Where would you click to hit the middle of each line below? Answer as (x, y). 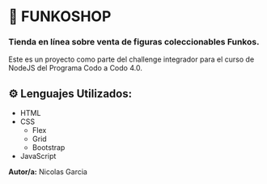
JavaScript (38, 156)
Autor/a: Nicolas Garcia (48, 172)
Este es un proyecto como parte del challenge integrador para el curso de (131, 59)
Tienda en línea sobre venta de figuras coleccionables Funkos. (134, 42)
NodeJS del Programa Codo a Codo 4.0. (76, 68)
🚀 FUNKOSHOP (60, 17)
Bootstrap (49, 148)
